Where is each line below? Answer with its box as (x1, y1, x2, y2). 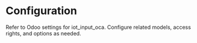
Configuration (5, 4, 78, 18)
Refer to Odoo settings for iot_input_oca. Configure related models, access (5, 24, 191, 31)
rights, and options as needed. (5, 29, 82, 37)
